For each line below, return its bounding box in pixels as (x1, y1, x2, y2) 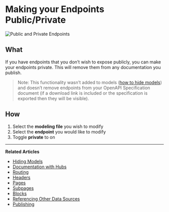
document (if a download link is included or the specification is (17, 90, 148, 96)
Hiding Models (12, 158, 43, 164)
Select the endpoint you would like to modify (12, 128, 106, 134)
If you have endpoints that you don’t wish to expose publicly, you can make (5, 59, 161, 65)
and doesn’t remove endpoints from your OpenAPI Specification (17, 85, 150, 91)
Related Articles (5, 149, 40, 155)
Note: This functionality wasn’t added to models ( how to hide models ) (17, 79, 162, 85)
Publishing (12, 201, 35, 207)
